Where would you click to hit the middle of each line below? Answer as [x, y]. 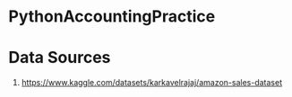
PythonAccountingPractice [112, 17]
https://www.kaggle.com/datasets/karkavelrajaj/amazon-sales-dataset [152, 83]
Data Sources [60, 58]
